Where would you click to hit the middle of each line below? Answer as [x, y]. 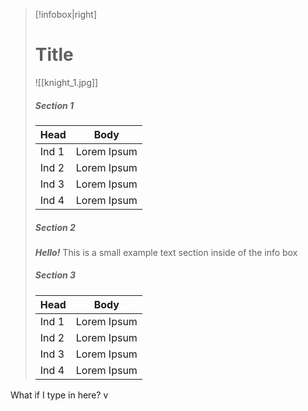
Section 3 [55, 275]
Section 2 [55, 227]
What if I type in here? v [59, 395]
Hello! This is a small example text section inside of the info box [166, 252]
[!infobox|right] [66, 14]
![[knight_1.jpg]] [66, 82]
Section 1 [54, 105]
